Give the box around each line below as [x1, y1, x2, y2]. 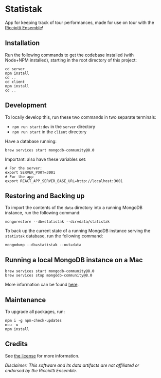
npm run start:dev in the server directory [12, 124, 96, 129]
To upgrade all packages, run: [5, 309, 65, 315]
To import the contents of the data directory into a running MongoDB [5, 205, 143, 210]
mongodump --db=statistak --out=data [5, 243, 82, 248]
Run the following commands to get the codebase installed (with [5, 52, 134, 58]
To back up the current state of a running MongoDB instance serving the [5, 228, 151, 234]
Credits [5, 340, 28, 348]
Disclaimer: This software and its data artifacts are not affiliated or [5, 362, 140, 368]
